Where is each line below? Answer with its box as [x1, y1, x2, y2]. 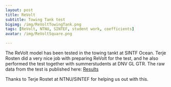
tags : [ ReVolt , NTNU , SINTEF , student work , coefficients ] [5, 27, 135, 32]
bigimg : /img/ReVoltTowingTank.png [5, 21, 82, 27]
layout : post [5, 7, 33, 13]
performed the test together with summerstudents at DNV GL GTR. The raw [5, 61, 165, 67]
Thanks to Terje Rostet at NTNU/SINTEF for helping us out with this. [5, 76, 149, 82]
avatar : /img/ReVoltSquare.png [5, 31, 72, 36]
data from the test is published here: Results [5, 66, 99, 72]
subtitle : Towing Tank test [5, 17, 66, 22]
